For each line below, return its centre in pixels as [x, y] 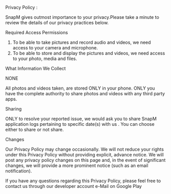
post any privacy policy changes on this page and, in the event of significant [86, 160]
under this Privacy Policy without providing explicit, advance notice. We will [85, 155]
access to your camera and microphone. [55, 48]
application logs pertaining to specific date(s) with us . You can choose [80, 124]
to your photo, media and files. [45, 59]
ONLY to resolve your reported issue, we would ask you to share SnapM [81, 119]
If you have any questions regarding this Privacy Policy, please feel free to [83, 181]
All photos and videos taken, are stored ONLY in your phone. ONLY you [80, 88]
